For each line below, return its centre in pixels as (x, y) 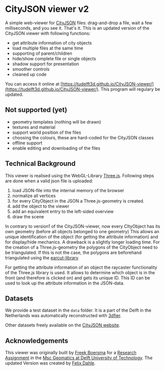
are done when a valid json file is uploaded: (49, 181)
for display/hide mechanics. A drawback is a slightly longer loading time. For (82, 242)
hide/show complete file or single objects (54, 58)
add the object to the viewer (41, 206)
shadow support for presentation (46, 64)
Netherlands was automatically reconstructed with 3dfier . (63, 316)
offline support (27, 143)
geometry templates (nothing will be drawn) (57, 122)
